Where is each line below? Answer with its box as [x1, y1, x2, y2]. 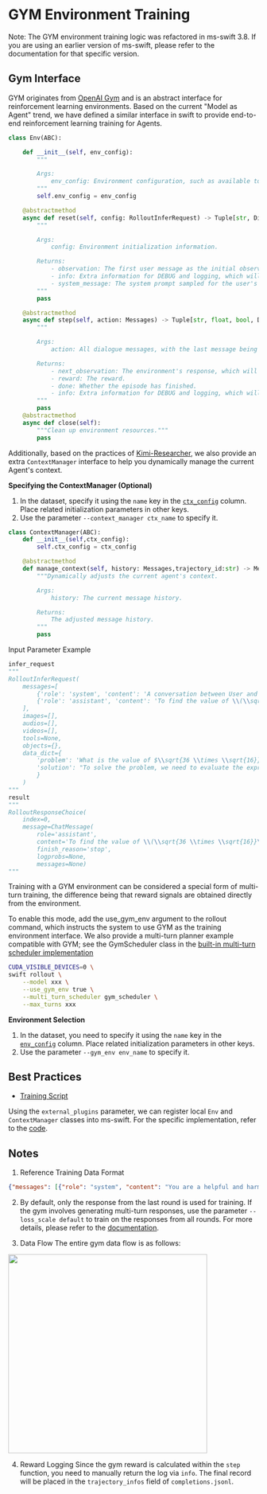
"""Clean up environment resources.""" [37, 426, 169, 435]
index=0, [22, 816, 52, 824]
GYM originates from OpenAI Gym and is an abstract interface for [8, 93, 222, 103]
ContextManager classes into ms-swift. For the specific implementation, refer [8, 1115, 257, 1125]
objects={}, [22, 742, 62, 750]
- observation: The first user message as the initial [50, 265, 237, 273]
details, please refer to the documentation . [19, 1223, 160, 1233]
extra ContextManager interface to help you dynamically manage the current [8, 456, 254, 466]
